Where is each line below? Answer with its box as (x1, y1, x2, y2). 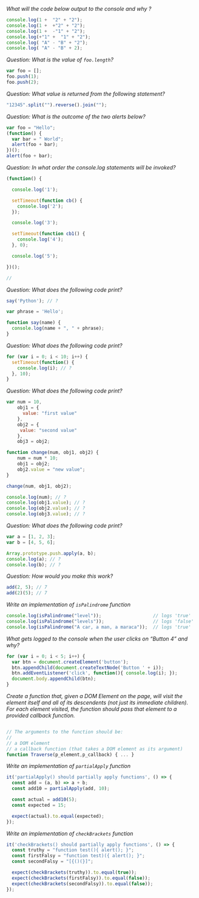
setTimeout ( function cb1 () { (12, 231, 86, 237)
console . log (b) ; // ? (6, 561, 61, 567)
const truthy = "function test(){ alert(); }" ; (12, 847, 135, 853)
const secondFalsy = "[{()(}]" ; (12, 859, 94, 865)
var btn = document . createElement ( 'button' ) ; (12, 659, 129, 665)
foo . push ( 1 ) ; (6, 74, 39, 80)
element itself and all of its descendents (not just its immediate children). (6, 699, 189, 706)
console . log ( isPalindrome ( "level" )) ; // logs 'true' (6, 613, 191, 619)
